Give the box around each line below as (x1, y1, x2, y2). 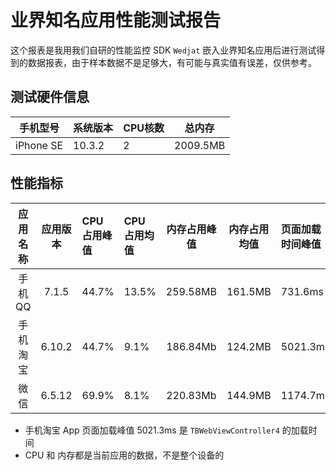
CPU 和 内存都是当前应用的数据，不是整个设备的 (24, 449, 225, 461)
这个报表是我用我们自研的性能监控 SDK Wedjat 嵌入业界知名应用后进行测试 (10, 44, 317, 56)
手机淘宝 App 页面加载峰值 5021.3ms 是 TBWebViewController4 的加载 (24, 424, 309, 436)
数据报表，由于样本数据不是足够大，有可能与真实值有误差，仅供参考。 (27, 56, 317, 68)
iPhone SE (15, 138, 64, 152)
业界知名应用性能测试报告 (10, 9, 222, 32)
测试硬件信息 (10, 89, 90, 106)
